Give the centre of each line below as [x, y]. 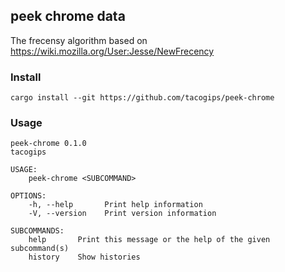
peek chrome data [68, 16]
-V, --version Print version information [122, 214]
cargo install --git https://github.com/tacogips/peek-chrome [142, 98]
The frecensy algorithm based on [79, 40]
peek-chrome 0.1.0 [48, 144]
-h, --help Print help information [115, 205]
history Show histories [84, 257]
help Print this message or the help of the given [149, 240]
